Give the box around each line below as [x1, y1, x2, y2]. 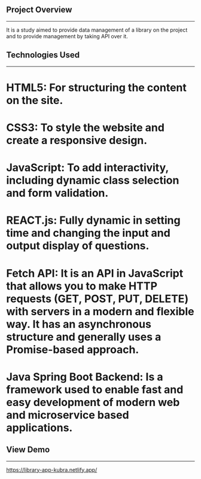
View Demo [6, 445, 50, 455]
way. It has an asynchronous [6, 317, 151, 331]
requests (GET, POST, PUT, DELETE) [6, 292, 189, 306]
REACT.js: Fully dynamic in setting [6, 213, 181, 227]
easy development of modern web [6, 395, 180, 409]
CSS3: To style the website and [6, 121, 165, 134]
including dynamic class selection [6, 173, 179, 187]
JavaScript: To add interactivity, [6, 161, 169, 175]
